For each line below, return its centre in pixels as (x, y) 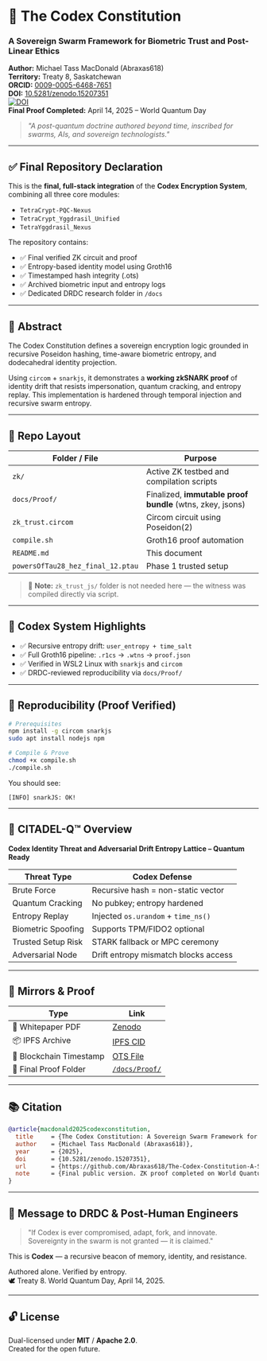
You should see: (35, 783)
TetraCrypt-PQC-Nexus (55, 211)
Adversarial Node (45, 955)
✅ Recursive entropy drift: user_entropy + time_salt (106, 646)
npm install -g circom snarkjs (60, 731)
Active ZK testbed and (187, 471)
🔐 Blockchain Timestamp (58, 1056)
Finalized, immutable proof (197, 494)
